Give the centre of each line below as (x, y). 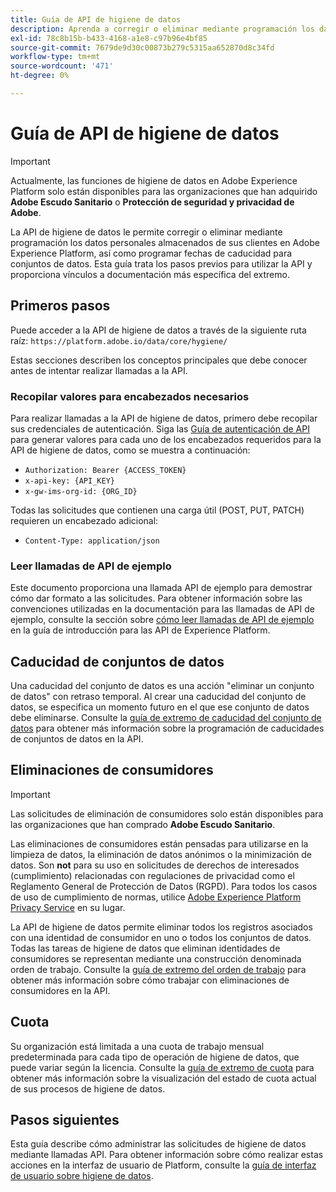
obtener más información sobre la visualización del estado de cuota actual (163, 1078)
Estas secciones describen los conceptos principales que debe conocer (159, 360)
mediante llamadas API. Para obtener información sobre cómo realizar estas (167, 1155)
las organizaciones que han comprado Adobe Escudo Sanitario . (143, 824)
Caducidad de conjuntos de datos (117, 661)
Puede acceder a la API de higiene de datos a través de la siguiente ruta (158, 330)
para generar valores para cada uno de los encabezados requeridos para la (166, 439)
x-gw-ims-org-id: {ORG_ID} (81, 491)
